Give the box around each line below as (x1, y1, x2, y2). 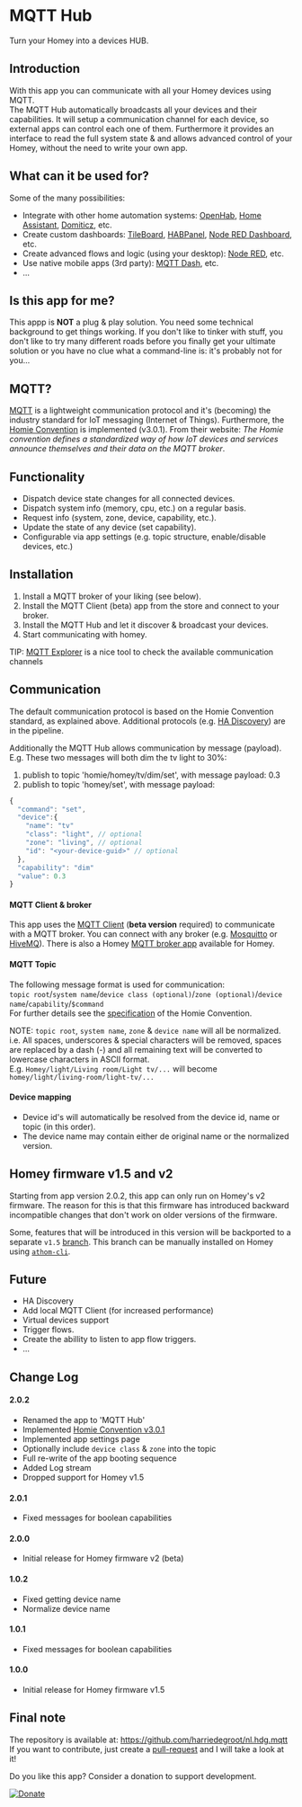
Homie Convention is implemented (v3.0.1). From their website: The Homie (9, 424, 284, 435)
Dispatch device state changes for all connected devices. (22, 494, 235, 503)
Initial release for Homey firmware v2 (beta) (22, 1553, 184, 1564)
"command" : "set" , (17, 805, 87, 814)
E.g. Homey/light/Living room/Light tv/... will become (9, 1063, 218, 1074)
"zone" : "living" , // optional (25, 838, 143, 847)
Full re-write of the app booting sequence (22, 1453, 177, 1464)
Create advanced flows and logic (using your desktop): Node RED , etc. (22, 248, 285, 259)
